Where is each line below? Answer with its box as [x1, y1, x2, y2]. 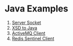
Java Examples [4, 3, 69, 14]
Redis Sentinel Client [11, 35, 55, 41]
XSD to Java [11, 24, 38, 30]
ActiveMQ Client [11, 30, 46, 36]
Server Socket [11, 19, 41, 25]
